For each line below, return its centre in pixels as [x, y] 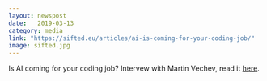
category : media [36, 30]
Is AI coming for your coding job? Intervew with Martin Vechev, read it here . [134, 68]
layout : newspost [38, 16]
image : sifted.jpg [39, 46]
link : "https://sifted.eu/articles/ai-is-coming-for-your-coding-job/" [131, 38]
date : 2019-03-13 [41, 23]
